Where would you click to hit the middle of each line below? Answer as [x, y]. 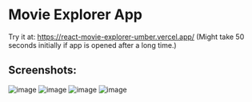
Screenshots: [43, 71]
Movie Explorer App [75, 15]
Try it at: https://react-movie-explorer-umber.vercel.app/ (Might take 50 [126, 37]
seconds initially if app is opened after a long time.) [93, 45]
